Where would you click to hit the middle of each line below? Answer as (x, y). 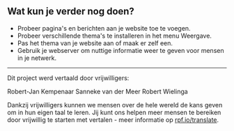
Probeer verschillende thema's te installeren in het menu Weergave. (115, 36)
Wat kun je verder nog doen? (71, 11)
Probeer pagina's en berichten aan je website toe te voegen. (104, 28)
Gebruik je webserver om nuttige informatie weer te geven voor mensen (120, 50)
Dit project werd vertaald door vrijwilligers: (68, 78)
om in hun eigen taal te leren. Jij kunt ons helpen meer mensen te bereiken (114, 112)
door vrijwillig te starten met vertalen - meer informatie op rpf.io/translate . (113, 120)
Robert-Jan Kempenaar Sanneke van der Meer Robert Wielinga (97, 91)
